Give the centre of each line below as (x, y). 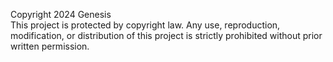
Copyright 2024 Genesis (61, 14)
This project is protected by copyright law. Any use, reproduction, (145, 25)
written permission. (50, 46)
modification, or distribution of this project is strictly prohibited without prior (166, 35)
